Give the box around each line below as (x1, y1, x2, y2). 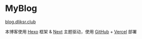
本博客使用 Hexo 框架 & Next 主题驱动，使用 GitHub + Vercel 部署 (5, 28, 137, 34)
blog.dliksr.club (5, 19, 36, 25)
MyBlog (5, 3, 38, 14)
